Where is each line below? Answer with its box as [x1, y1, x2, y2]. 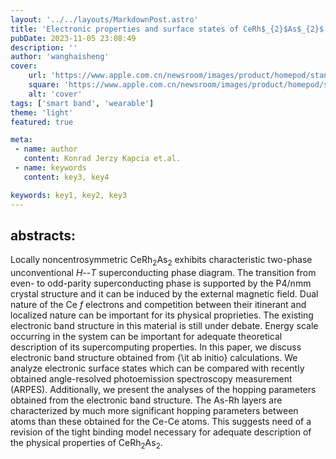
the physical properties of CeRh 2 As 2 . [10, 437, 163, 451]
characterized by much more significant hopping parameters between [10, 405, 299, 417]
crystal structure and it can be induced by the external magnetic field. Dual [10, 288, 319, 300]
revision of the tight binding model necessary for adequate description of [10, 426, 312, 438]
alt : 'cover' [28, 89, 83, 99]
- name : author [14, 144, 78, 155]
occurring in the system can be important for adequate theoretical [10, 331, 283, 343]
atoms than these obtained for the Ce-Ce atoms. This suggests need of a [10, 416, 312, 428]
